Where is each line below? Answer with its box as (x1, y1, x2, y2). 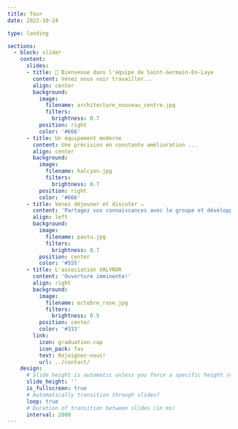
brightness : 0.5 (52, 312, 100, 319)
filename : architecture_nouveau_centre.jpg (45, 102, 176, 109)
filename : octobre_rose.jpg (45, 299, 129, 307)
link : (33, 332, 50, 339)
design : (20, 365, 42, 372)
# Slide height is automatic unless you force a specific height (25, 372, 223, 379)
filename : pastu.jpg (45, 233, 106, 241)
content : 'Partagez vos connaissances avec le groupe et (33, 207, 204, 214)
